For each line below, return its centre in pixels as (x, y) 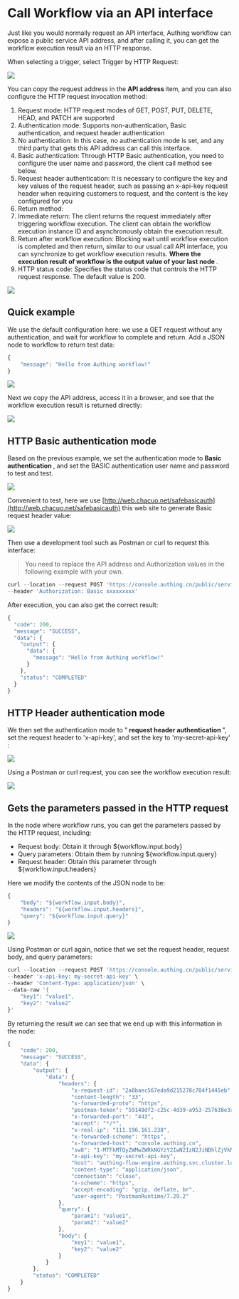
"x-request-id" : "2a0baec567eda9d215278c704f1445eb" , (152, 1090)
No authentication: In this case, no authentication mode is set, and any (121, 140)
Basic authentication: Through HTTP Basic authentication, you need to (121, 155)
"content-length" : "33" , (107, 1097)
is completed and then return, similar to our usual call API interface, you (122, 246)
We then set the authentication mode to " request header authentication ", (117, 730)
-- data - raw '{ (28, 990)
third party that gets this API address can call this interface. (105, 148)
